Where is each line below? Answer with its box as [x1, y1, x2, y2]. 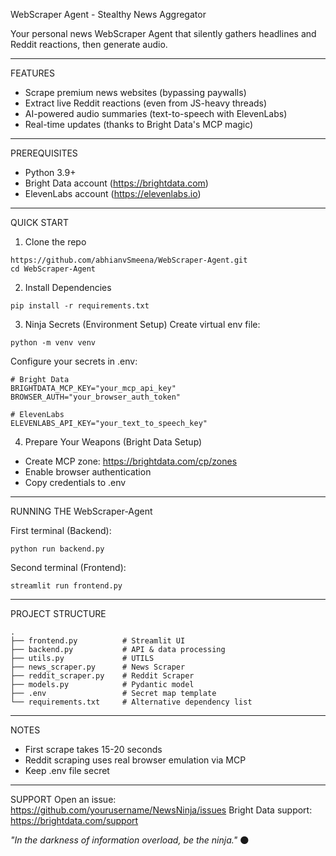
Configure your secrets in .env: [10, 355, 138, 367]
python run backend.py [10, 544, 105, 554]
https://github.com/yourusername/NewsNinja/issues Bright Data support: [10, 804, 313, 816]
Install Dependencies [24, 282, 112, 293]
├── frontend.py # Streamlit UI [10, 636, 186, 646]
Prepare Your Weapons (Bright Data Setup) [24, 436, 203, 448]
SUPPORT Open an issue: [10, 794, 117, 805]
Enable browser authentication [24, 466, 152, 478]
